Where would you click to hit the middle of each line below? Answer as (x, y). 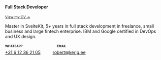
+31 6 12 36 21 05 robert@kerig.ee (46, 52)
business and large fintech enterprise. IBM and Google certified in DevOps (80, 31)
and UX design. (21, 37)
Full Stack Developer (27, 7)
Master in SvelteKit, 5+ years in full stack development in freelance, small (80, 26)
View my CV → (18, 17)
